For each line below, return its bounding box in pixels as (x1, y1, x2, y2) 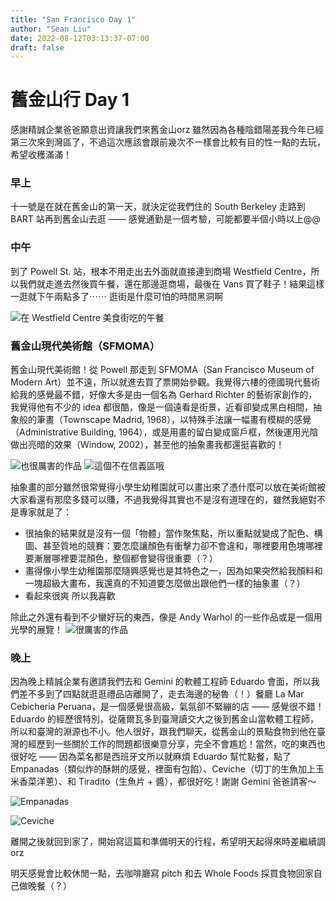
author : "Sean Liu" (10, 24, 92, 34)
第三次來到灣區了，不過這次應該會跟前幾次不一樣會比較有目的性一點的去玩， (10, 136, 326, 148)
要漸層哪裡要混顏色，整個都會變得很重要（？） (24, 552, 218, 565)
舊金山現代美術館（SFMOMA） (10, 339, 161, 353)
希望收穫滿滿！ (10, 149, 72, 161)
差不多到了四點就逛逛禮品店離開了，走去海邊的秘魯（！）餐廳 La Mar (18, 688, 305, 700)
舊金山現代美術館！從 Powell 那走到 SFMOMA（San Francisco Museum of (10, 364, 315, 376)
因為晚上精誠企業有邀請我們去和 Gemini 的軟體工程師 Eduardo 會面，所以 (10, 676, 312, 688)
